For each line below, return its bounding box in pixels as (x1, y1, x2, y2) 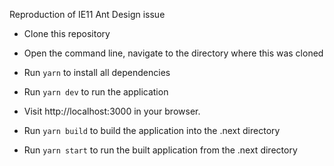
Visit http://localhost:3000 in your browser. (23, 105, 201, 117)
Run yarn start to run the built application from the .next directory (23, 144, 298, 156)
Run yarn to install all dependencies (23, 67, 171, 78)
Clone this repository (23, 28, 111, 39)
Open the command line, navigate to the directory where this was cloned (23, 47, 324, 59)
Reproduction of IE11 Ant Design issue (9, 9, 166, 20)
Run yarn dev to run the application (23, 86, 169, 98)
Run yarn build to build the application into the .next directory (23, 125, 281, 136)
